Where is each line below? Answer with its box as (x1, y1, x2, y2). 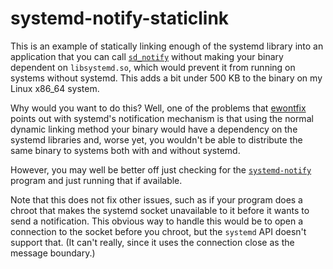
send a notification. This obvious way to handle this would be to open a (10, 215, 304, 227)
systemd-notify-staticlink (10, 7, 230, 30)
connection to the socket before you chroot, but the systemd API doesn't (10, 225, 307, 237)
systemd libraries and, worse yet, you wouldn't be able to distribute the (10, 133, 303, 146)
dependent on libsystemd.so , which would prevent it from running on (10, 61, 296, 73)
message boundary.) (10, 247, 96, 259)
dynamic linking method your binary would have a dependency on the (10, 123, 298, 135)
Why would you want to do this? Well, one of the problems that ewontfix (10, 102, 307, 114)
